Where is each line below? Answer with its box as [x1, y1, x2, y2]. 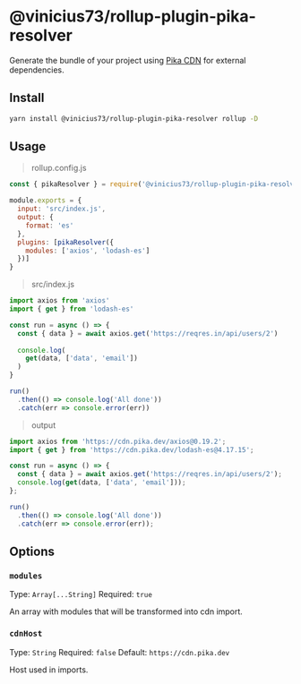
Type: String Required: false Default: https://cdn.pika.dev [9, 646, 230, 657]
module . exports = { [9, 196, 82, 205]
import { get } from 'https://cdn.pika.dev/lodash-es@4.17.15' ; [9, 445, 254, 454]
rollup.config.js [30, 163, 87, 174]
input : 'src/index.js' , [17, 204, 106, 214]
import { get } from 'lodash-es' [9, 304, 134, 314]
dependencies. [9, 64, 64, 75]
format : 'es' [25, 221, 74, 230]
